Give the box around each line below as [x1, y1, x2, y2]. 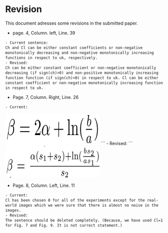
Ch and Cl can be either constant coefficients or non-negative [5, 45, 143, 50]
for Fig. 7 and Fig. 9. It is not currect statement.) [5, 222, 123, 228]
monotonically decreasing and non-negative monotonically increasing [5, 50, 154, 55]
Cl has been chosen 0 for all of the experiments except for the [5, 197, 145, 203]
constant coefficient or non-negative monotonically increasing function [5, 80, 163, 85]
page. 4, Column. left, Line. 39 [12, 30, 75, 36]
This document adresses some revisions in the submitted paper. [5, 20, 138, 26]
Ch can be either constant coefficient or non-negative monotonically [5, 65, 156, 70]
